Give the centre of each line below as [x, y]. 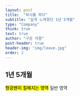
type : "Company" [22, 24]
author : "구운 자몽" [25, 39]
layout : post [19, 10]
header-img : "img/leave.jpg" [36, 48]
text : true [17, 34]
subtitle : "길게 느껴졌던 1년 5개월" [40, 19]
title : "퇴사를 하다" [27, 15]
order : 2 [14, 53]
